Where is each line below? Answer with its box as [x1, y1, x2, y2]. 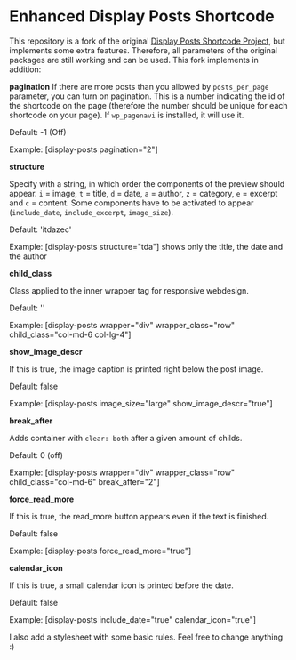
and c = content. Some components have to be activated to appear [9, 197, 254, 208]
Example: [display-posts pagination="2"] [9, 144, 158, 155]
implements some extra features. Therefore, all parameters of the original [9, 44, 278, 55]
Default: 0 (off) [9, 449, 64, 460]
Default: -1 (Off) [9, 126, 67, 137]
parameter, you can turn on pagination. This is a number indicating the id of [9, 91, 286, 101]
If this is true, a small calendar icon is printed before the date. [9, 580, 234, 591]
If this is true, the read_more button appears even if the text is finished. [9, 511, 269, 521]
